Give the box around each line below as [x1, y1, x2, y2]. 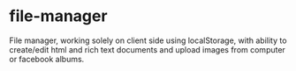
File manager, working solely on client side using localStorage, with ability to [9, 35, 287, 46]
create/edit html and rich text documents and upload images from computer [9, 44, 285, 54]
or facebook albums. [9, 53, 85, 64]
